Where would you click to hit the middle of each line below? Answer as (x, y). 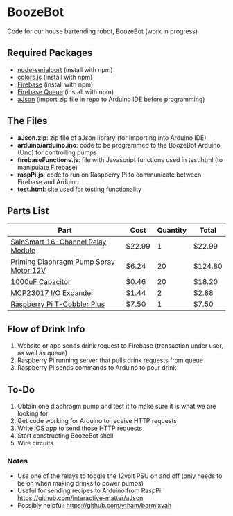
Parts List (28, 211)
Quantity (172, 231)
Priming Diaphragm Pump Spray (63, 262)
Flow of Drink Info (46, 329)
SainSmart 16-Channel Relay (59, 242)
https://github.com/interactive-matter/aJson (80, 498)
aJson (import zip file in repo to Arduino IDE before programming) (111, 99)
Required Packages (50, 53)
